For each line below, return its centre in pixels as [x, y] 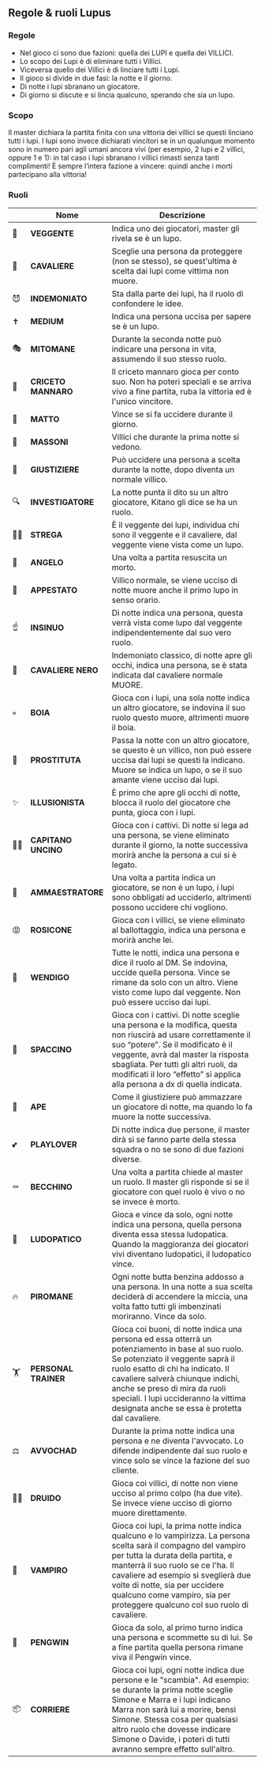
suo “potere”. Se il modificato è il [172, 1045]
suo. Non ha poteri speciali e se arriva [181, 382]
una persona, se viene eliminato [170, 835]
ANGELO [47, 563]
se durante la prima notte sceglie [172, 1690]
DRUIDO [46, 1499]
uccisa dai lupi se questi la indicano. [178, 760]
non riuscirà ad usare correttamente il [181, 1035]
